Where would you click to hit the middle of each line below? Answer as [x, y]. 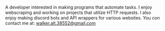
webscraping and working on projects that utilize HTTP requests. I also [78, 12]
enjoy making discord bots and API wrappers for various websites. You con [82, 18]
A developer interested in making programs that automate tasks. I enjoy [79, 7]
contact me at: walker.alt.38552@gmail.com [50, 23]
